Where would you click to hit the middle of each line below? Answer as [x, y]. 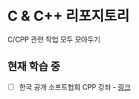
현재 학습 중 [34, 66]
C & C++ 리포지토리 [68, 16]
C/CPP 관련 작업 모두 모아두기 [54, 39]
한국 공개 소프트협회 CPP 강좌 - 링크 [75, 86]
